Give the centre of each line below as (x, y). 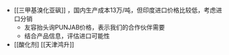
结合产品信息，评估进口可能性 (67, 36)
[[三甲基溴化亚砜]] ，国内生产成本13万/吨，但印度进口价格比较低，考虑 (115, 10)
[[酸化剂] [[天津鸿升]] (44, 44)
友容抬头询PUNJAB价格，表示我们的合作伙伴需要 (95, 27)
